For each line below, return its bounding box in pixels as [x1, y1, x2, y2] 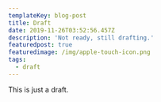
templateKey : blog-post [8, 11, 87, 20]
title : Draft [8, 19, 52, 27]
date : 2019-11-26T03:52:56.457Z [8, 26, 115, 34]
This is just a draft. [8, 85, 69, 94]
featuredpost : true [8, 41, 73, 49]
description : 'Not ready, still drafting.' [8, 33, 155, 42]
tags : [8, 56, 26, 64]
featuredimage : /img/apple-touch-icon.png [8, 48, 151, 56]
